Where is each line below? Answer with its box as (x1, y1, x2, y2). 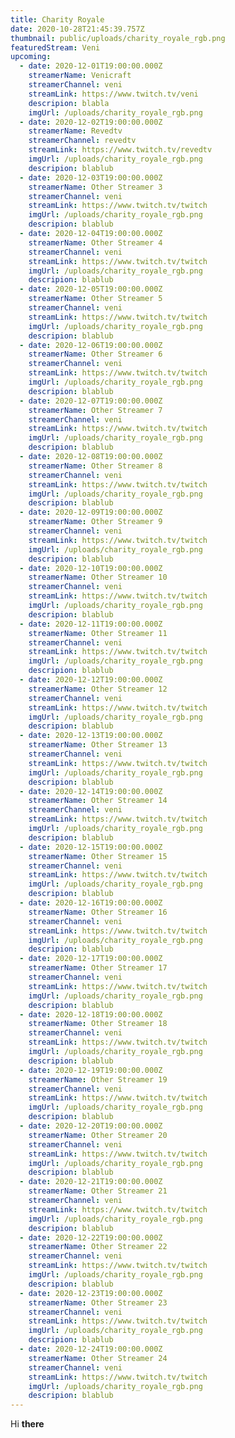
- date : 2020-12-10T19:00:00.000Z (19, 563, 163, 573)
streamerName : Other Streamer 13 (28, 740, 168, 750)
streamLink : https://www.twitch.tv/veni (28, 89, 199, 99)
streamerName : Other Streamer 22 (28, 1242, 168, 1252)
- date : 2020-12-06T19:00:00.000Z (19, 340, 163, 350)
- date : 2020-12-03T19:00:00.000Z (19, 172, 163, 183)
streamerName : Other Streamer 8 (28, 461, 163, 471)
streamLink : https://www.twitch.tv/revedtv (28, 145, 213, 155)
